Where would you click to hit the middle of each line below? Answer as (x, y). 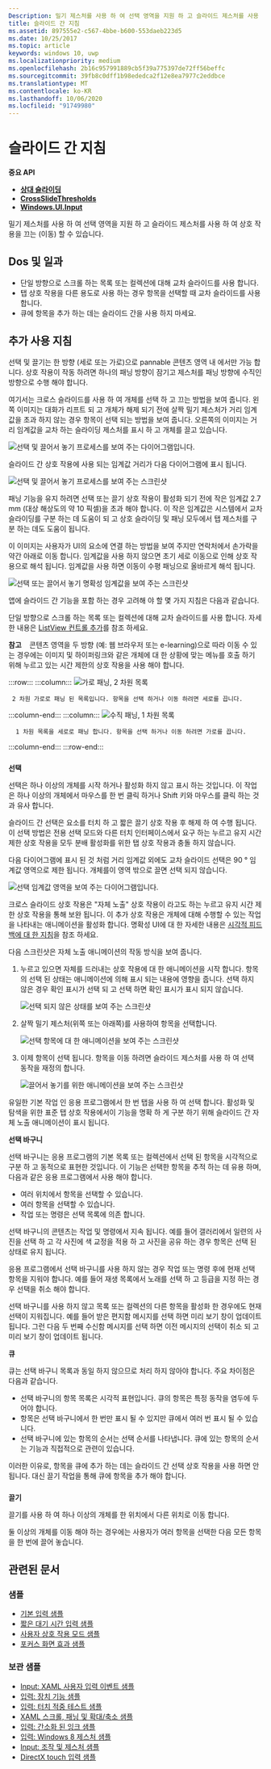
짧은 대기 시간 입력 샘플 (57, 1624)
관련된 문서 (34, 1569)
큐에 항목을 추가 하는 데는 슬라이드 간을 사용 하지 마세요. (108, 313)
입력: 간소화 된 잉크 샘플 (58, 1726)
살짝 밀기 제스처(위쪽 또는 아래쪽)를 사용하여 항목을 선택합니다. (119, 1023)
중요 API (22, 172)
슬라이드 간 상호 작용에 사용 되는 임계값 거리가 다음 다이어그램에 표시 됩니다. (128, 464)
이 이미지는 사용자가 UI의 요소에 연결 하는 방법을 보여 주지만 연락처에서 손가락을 (133, 545)
